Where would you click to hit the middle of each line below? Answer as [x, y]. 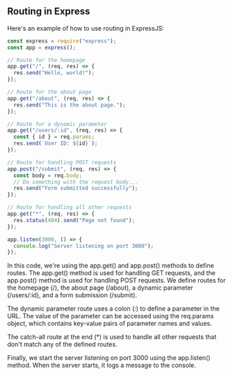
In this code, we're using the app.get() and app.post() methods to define [111, 266]
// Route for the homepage [46, 60]
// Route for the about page [49, 92]
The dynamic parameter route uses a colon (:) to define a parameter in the [114, 308]
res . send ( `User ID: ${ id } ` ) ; [56, 143]
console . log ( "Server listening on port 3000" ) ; [84, 246]
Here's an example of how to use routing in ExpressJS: [86, 28]
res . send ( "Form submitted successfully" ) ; [76, 188]
